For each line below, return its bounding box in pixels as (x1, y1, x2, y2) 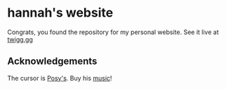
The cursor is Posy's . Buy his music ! (7, 74, 112, 82)
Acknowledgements (7, 56, 98, 67)
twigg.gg (7, 35, 34, 43)
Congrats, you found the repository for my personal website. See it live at (7, 28, 219, 36)
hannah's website (7, 5, 114, 21)
